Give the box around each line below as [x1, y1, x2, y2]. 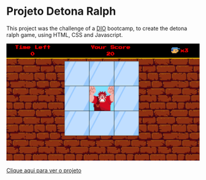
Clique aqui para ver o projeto [6, 167, 82, 174]
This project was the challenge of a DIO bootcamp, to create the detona [6, 25, 188, 32]
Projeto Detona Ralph [6, 4, 116, 18]
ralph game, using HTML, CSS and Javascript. [6, 31, 123, 38]
